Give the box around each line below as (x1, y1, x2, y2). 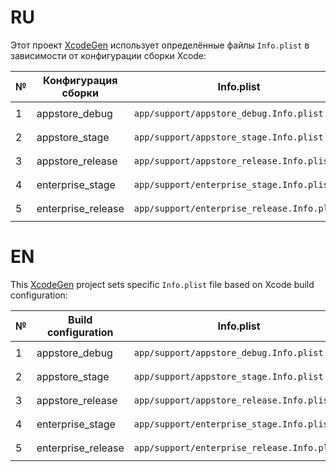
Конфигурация (43, 73, 118, 87)
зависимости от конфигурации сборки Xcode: (10, 49, 207, 61)
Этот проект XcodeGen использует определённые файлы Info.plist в (10, 39, 310, 51)
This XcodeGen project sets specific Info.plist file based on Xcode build (10, 278, 315, 290)
